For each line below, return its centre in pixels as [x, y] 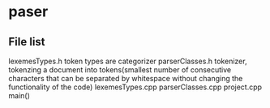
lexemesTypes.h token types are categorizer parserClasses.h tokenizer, [128, 61]
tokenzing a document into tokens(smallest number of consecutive [120, 70]
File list [27, 42]
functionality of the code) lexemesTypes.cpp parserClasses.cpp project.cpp [135, 87]
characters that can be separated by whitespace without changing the [126, 78]
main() [19, 95]
